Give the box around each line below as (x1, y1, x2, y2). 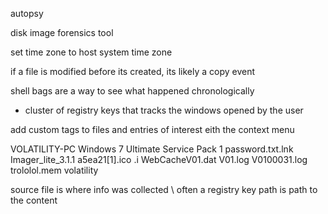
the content (10, 194, 58, 206)
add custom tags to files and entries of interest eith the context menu (10, 124, 295, 135)
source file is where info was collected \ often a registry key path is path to (10, 184, 318, 195)
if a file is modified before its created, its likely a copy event (10, 66, 256, 77)
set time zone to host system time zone (10, 46, 173, 58)
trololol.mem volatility (10, 164, 99, 176)
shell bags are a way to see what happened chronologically (10, 85, 255, 97)
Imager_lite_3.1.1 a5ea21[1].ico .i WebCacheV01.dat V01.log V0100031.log (10, 154, 308, 165)
